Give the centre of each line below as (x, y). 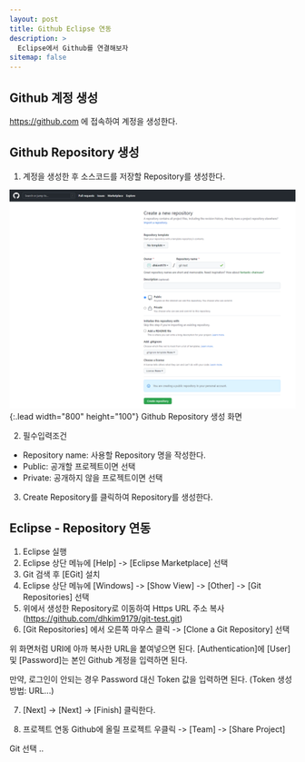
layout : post (34, 19)
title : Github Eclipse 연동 (60, 29)
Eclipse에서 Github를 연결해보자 (73, 48)
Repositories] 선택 (56, 597)
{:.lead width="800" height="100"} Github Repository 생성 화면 (126, 416)
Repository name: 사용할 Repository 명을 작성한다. (114, 455)
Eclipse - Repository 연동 (80, 528)
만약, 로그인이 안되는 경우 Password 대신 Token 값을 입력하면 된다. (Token (143, 679)
